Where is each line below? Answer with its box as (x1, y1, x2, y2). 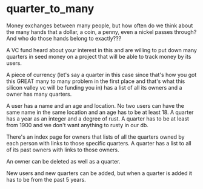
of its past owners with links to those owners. (6, 146, 119, 153)
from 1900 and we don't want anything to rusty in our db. (6, 121, 148, 128)
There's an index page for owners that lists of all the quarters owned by (6, 133, 185, 141)
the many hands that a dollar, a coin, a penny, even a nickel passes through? (6, 28, 197, 35)
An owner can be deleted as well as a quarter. (6, 157, 121, 165)
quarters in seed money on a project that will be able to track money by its (6, 53, 191, 60)
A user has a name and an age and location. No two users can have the (6, 102, 185, 109)
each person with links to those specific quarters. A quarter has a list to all (6, 139, 192, 147)
